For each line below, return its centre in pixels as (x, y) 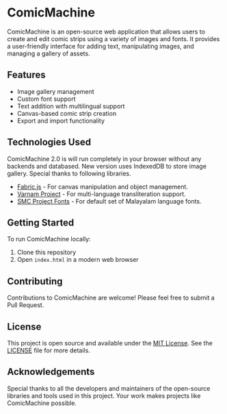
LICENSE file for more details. (49, 350)
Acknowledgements (51, 372)
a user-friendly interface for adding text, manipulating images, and (101, 46)
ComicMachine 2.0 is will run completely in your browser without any (104, 158)
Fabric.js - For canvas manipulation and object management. (102, 186)
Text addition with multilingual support (71, 106)
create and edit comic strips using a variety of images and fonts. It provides (113, 38)
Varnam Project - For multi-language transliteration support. (101, 194)
